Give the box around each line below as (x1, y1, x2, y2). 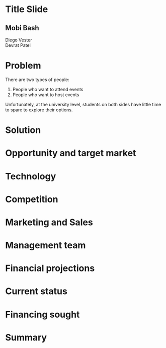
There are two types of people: (5, 77, 69, 83)
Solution (5, 124, 41, 136)
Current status (5, 286, 68, 297)
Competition (5, 193, 59, 205)
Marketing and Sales (5, 217, 93, 228)
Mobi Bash (5, 24, 39, 32)
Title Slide (5, 4, 48, 15)
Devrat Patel (5, 42, 31, 48)
